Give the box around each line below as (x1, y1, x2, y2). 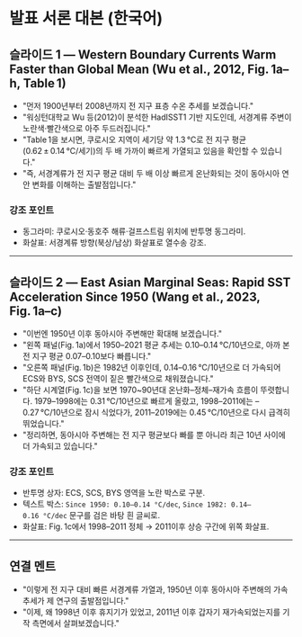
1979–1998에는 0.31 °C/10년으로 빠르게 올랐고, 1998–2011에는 (34, 396, 253, 407)
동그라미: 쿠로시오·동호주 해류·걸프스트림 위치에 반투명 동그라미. (22, 226, 246, 237)
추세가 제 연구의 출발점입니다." (22, 596, 129, 606)
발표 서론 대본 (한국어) (9, 8, 164, 29)
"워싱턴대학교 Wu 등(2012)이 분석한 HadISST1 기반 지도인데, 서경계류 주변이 (22, 112, 292, 122)
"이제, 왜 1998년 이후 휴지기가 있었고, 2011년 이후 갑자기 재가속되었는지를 (22, 606, 281, 617)
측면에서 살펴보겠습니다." (31, 618, 120, 629)
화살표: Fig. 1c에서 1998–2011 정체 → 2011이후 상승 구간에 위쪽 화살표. (22, 521, 270, 532)
